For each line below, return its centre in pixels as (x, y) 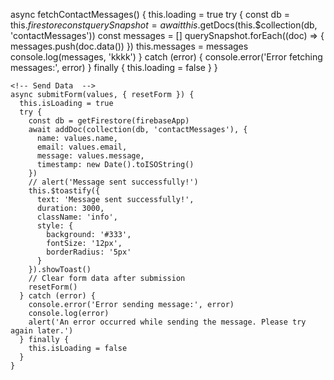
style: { (55, 226)
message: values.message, (90, 156)
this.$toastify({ (64, 191)
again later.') (42, 331)
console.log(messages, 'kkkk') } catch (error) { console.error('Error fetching (166, 57)
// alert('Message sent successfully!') (113, 182)
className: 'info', (77, 217)
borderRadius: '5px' (89, 252)
